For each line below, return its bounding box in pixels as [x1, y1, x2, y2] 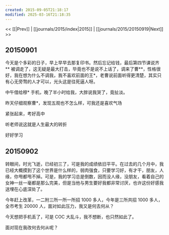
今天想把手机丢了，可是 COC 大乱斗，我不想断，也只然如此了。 [5, 214, 137, 220]
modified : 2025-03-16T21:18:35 [5, 12, 71, 17]
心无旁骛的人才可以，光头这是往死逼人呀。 [9, 79, 98, 85]
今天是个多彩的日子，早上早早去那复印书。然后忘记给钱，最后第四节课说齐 [5, 60, 159, 66]
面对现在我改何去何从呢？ [5, 224, 58, 230]
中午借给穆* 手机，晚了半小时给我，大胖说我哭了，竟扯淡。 [5, 89, 128, 96]
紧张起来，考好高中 [5, 111, 45, 117]
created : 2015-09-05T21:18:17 [5, 7, 69, 13]
